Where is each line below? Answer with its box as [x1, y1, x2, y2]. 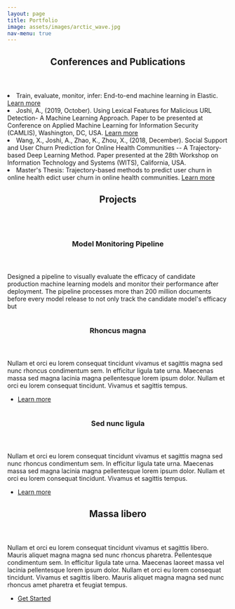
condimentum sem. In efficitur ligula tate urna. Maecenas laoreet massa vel [7, 559, 224, 567]
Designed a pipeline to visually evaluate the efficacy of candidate [7, 272, 196, 280]
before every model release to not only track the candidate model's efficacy [7, 294, 227, 303]
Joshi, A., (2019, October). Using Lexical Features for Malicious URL [16, 106, 212, 114]
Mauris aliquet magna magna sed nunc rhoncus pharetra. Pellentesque [7, 551, 213, 559]
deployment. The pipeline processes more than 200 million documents [7, 287, 212, 295]
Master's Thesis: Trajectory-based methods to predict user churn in [16, 165, 213, 174]
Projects [99, 193, 137, 205]
